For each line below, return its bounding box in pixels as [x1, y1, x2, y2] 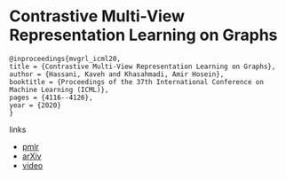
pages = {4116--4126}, [9, 93, 93, 102]
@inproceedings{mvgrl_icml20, [9, 54, 122, 63]
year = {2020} [9, 100, 62, 110]
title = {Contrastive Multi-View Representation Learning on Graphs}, [9, 62, 276, 71]
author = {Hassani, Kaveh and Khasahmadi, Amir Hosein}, [9, 69, 225, 79]
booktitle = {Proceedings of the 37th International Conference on [9, 77, 265, 86]
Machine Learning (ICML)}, [9, 85, 109, 94]
